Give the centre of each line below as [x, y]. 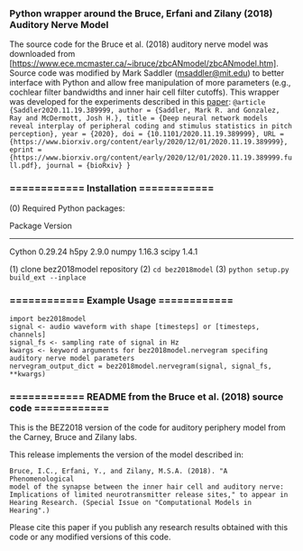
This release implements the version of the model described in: [126, 455]
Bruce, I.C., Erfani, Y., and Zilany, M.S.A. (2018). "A [119, 472]
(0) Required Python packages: [67, 208]
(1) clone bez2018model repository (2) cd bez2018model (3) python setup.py [150, 269]
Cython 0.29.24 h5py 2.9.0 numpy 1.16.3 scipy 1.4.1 [104, 252]
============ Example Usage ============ [122, 300]
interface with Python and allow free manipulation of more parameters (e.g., [150, 83]
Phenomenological [42, 479]
